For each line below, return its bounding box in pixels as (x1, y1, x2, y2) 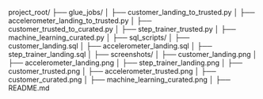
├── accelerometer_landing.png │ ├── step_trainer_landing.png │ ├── (8, 58, 243, 67)
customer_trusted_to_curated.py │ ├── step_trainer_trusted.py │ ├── (8, 25, 236, 33)
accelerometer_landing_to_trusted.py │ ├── (8, 16, 152, 25)
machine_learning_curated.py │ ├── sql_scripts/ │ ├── (8, 32, 190, 42)
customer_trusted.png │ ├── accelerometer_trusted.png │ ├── (8, 67, 216, 75)
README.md (8, 83, 50, 93)
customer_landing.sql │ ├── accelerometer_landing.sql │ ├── (8, 41, 212, 51)
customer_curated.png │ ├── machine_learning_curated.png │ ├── (8, 75, 231, 84)
